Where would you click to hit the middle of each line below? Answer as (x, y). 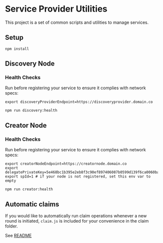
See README (18, 235)
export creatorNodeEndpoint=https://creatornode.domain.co (66, 164)
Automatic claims (32, 204)
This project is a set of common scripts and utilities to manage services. (77, 22)
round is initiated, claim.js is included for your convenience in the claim (77, 221)
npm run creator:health (29, 189)
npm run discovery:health (31, 111)
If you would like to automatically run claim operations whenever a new (76, 216)
